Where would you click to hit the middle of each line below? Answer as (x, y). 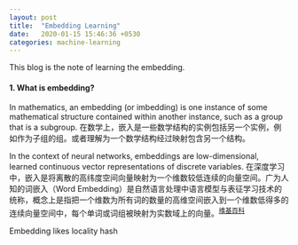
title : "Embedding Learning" (65, 26)
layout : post (33, 17)
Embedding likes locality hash (63, 231)
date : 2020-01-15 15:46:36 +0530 (75, 34)
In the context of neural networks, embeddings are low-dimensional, (134, 156)
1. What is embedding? (52, 87)
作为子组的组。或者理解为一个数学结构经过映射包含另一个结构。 (133, 138)
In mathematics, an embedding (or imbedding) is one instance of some (138, 107)
